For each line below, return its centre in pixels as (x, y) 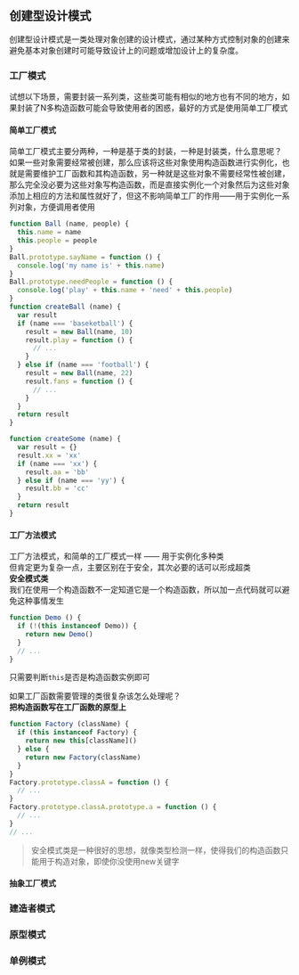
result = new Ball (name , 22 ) (79, 373)
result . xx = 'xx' (49, 455)
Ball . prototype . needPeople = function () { (91, 282)
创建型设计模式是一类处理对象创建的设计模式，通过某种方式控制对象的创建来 (149, 39)
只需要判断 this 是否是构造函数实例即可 (80, 677)
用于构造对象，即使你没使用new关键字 (109, 861)
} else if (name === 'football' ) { (83, 365)
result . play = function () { (79, 340)
